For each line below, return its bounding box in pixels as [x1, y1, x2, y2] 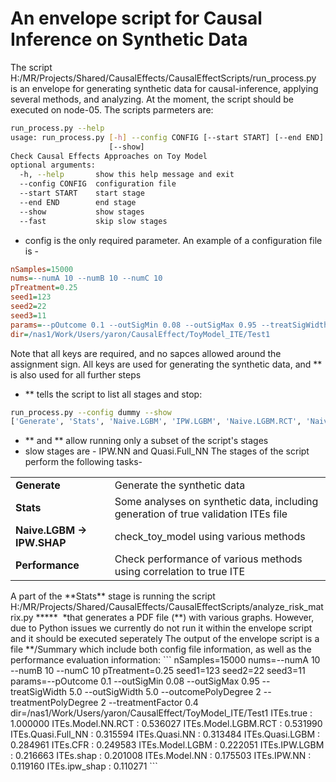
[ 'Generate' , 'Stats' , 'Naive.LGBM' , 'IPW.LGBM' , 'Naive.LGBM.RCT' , [10, 417, 302, 427]
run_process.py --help [10, 123, 105, 133]
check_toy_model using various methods [114, 530, 306, 544]
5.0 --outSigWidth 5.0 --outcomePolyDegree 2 [69, 686, 262, 698]
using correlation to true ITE [114, 565, 246, 579]
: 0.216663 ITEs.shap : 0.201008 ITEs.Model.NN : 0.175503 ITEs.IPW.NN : [10, 750, 312, 762]
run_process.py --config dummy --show [10, 407, 172, 417]
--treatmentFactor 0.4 [108, 697, 199, 709]
